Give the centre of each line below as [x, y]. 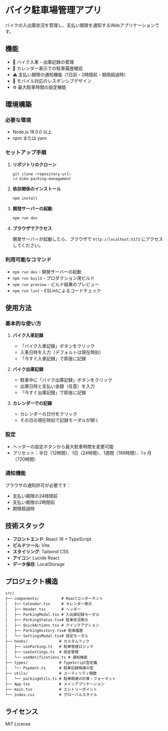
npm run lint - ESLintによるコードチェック [57, 290]
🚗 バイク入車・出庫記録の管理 [43, 62]
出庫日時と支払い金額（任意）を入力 [57, 386]
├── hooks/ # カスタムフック [47, 641]
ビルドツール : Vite [31, 545]
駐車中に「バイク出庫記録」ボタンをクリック [66, 380]
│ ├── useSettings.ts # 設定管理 [42, 652]
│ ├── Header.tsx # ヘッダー [43, 609]
